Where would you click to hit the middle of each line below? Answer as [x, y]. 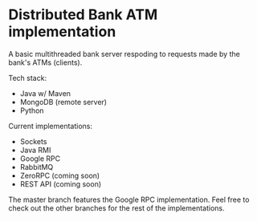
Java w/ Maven [45, 93]
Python [32, 110]
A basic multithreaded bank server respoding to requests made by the [124, 54]
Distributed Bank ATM [83, 15]
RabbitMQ [37, 167]
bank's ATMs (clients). [45, 62]
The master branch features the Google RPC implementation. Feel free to [129, 199]
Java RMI [35, 150]
